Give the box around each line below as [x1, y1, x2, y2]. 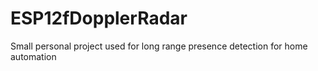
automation [10, 50, 57, 62]
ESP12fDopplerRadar [10, 7, 188, 30]
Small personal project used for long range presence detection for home [10, 40, 308, 52]
